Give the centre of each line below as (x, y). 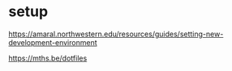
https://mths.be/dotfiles (48, 58)
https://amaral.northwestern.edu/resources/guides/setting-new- (116, 34)
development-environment (53, 42)
